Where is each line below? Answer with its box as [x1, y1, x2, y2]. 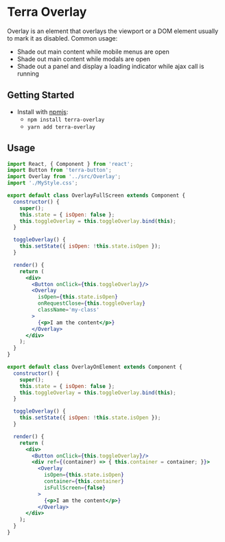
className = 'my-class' [37, 307, 99, 314]
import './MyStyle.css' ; [7, 180, 78, 186]
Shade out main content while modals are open [16, 54, 151, 63]
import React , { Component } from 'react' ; [7, 160, 134, 167]
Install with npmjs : [16, 107, 69, 116]
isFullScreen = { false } [43, 484, 106, 491]
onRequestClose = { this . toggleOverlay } [37, 300, 146, 307]
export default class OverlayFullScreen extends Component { [7, 192, 186, 199]
